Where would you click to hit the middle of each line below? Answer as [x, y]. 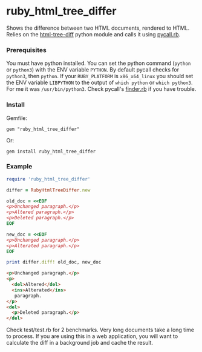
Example [19, 167]
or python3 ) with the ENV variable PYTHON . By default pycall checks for [93, 70]
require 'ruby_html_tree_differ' [48, 179]
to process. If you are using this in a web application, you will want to [92, 336]
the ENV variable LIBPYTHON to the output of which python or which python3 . [99, 82]
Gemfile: [17, 118]
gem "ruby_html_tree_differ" [43, 129]
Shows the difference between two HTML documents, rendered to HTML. [98, 28]
